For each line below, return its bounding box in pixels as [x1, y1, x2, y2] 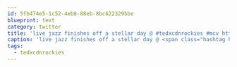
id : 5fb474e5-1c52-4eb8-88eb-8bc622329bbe [7, 10, 134, 17]
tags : [7, 43, 23, 50]
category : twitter [7, 23, 61, 30]
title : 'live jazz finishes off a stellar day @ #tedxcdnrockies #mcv [7, 29, 219, 37]
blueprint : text [7, 17, 55, 24]
